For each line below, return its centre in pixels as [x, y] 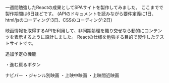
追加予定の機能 [21, 54]
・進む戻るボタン [23, 65]
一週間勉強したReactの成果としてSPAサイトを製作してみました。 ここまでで [84, 7]
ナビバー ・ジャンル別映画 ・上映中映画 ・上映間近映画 [62, 75]
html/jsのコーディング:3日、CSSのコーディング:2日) [59, 20]
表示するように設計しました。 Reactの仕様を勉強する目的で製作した [84, 37]
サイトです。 [23, 43]
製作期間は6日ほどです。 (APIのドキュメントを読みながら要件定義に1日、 [81, 14]
